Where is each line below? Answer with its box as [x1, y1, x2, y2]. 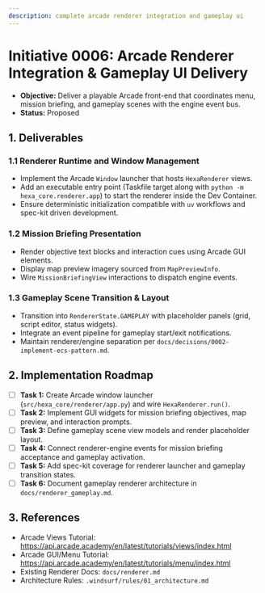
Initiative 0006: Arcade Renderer [8, 46, 234, 65]
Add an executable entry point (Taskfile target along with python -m [19, 183, 244, 192]
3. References [8, 511, 81, 525]
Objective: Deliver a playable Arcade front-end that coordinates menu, [19, 90, 256, 100]
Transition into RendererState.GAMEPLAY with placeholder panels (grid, [19, 310, 250, 320]
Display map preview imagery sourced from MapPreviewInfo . [19, 263, 221, 273]
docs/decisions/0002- [156, 338, 230, 346]
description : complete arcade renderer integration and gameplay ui [8, 11, 244, 20]
